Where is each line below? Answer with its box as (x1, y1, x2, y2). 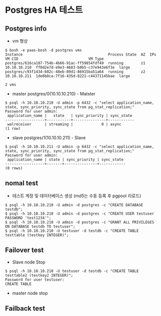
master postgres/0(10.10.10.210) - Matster (12, 91, 95, 96)
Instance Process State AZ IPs (5, 52, 157, 57)
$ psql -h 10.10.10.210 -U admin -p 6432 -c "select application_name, (5, 100, 154, 105)
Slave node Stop (12, 259, 46, 265)
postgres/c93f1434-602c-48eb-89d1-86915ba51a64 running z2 (5, 69, 146, 74)
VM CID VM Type (5, 57, 104, 61)
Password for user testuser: (5, 277, 65, 282)
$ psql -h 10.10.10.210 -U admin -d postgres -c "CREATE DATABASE (5, 202, 143, 207)
